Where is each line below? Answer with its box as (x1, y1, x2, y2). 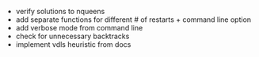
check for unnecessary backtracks (15, 31, 130, 41)
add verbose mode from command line (15, 23, 143, 32)
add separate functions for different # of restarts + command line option (15, 15, 252, 24)
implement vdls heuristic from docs (15, 40, 131, 49)
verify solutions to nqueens (15, 7, 105, 16)
